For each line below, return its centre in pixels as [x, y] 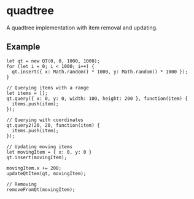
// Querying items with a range [48, 88]
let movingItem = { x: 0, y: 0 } [49, 152]
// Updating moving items [39, 147]
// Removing [21, 184]
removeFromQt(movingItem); [41, 190]
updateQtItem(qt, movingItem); [46, 173]
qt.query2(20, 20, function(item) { [53, 125]
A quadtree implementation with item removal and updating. [82, 28]
